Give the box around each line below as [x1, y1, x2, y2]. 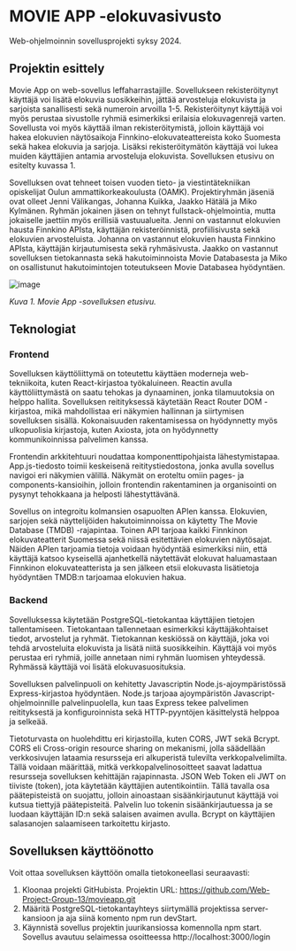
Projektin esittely [9, 61, 105, 76]
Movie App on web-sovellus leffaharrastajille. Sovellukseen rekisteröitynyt [9, 84, 278, 95]
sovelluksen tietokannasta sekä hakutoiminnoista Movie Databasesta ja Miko [9, 252, 288, 263]
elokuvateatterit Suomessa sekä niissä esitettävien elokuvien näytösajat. [9, 534, 272, 545]
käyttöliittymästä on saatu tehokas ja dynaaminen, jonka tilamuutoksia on [9, 387, 276, 398]
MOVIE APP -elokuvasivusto [9, 6, 223, 27]
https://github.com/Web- [179, 884, 270, 895]
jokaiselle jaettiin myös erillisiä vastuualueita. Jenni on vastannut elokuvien [9, 214, 281, 225]
